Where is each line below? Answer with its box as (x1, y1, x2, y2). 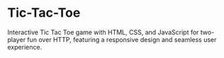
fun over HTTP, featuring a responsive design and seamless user (27, 35, 217, 43)
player (7, 35, 26, 43)
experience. (7, 43, 43, 51)
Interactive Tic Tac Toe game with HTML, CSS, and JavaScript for (7, 28, 199, 36)
